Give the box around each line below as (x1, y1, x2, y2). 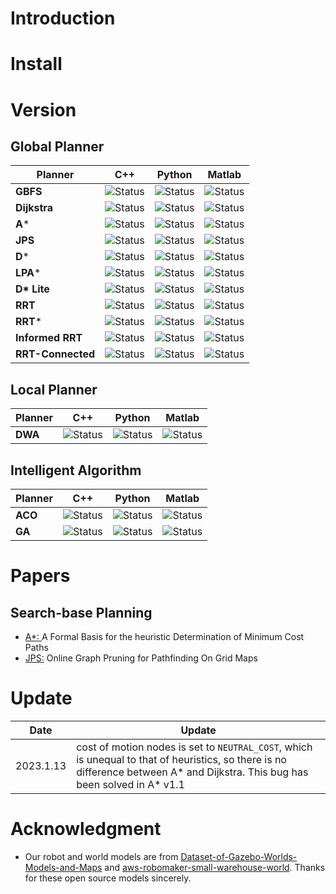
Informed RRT (15, 331, 83, 345)
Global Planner (10, 138, 105, 155)
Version (10, 98, 77, 121)
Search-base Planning (10, 604, 153, 621)
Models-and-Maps (24, 861, 103, 873)
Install (10, 53, 63, 76)
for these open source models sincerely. (24, 872, 192, 884)
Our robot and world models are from (24, 850, 179, 862)
